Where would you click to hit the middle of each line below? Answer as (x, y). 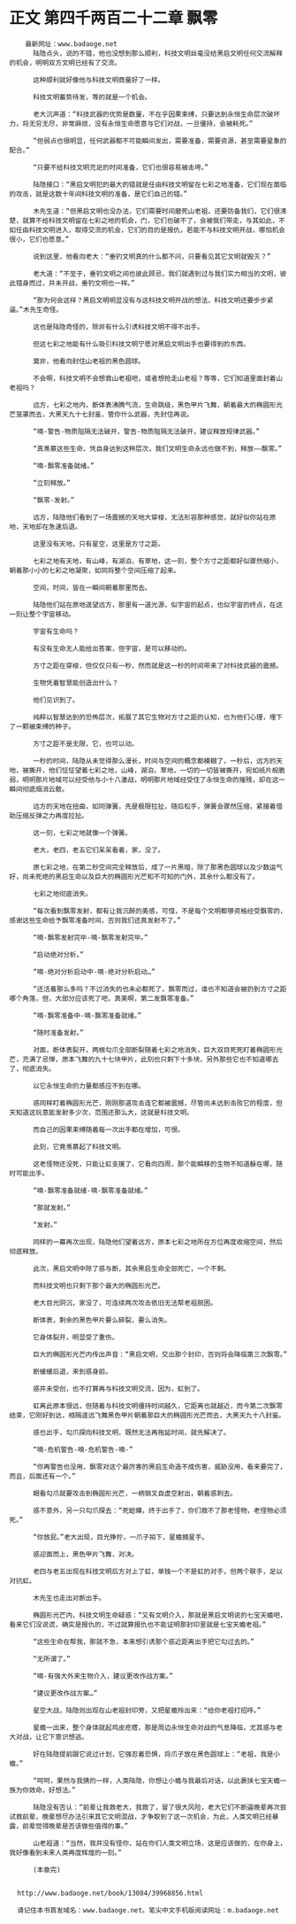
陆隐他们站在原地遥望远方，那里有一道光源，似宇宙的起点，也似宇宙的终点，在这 (157, 605)
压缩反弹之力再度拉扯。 (52, 816)
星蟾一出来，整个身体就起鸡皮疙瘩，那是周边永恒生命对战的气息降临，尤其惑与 (154, 1727)
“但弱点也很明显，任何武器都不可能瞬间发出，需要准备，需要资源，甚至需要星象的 (159, 141)
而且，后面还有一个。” (43, 1476)
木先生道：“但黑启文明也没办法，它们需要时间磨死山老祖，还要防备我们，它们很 (156, 211)
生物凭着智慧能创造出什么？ (76, 683)
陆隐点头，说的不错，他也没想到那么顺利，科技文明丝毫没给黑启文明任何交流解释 (157, 53)
